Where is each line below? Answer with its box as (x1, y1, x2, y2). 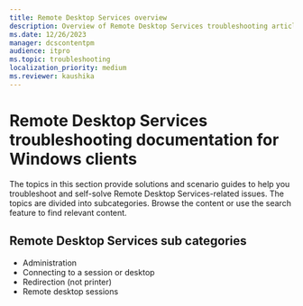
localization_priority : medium (9, 64, 127, 73)
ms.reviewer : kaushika (9, 72, 95, 81)
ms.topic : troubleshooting (9, 55, 111, 64)
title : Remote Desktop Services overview (9, 13, 168, 22)
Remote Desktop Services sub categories (9, 233, 247, 248)
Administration (22, 257, 78, 268)
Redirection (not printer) (22, 276, 113, 287)
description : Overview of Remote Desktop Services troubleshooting (9, 22, 269, 31)
